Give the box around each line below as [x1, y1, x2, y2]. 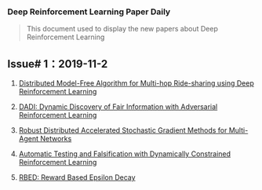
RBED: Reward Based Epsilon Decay [18, 173, 136, 182]
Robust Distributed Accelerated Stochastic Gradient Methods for [18, 126, 227, 135]
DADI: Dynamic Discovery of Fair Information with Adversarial [18, 102, 218, 111]
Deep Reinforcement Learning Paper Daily [7, 6, 171, 17]
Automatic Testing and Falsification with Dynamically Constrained [18, 149, 231, 159]
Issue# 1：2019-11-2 [7, 57, 108, 71]
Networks [39, 134, 72, 144]
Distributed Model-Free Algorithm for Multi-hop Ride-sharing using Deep [18, 79, 254, 88]
